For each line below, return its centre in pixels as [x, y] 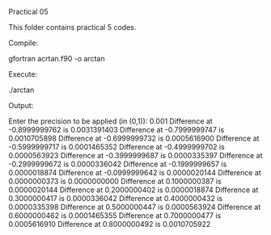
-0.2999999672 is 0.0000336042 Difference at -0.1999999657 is [118, 164]
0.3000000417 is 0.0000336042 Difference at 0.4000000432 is [116, 198]
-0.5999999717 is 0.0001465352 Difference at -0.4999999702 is [116, 147]
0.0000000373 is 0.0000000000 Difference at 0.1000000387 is [115, 181]
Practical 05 [28, 12]
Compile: [23, 43]
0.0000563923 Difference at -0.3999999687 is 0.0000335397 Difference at [135, 155]
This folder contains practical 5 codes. [72, 27]
